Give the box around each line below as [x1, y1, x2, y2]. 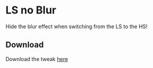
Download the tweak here [5, 55, 69, 62]
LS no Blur [5, 4, 57, 17]
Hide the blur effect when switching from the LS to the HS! [5, 23, 148, 30]
